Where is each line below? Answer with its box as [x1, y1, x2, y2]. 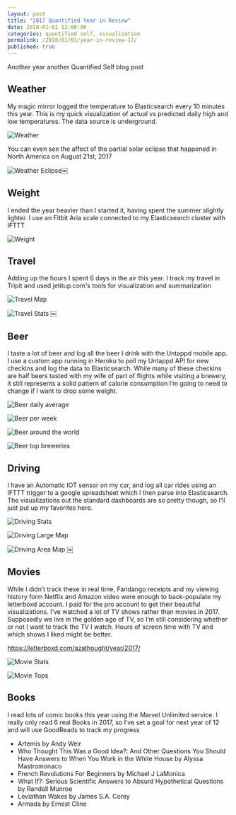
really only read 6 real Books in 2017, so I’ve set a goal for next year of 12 [7, 718, 220, 726]
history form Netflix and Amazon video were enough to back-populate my [7, 592, 222, 600]
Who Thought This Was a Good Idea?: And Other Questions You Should [17, 746, 226, 755]
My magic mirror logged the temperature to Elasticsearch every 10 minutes [7, 102, 225, 110]
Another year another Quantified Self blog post [7, 63, 144, 71]
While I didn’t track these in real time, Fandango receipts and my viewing [7, 585, 219, 593]
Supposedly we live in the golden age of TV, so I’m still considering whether [7, 615, 228, 623]
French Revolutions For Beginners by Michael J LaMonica [17, 769, 185, 777]
